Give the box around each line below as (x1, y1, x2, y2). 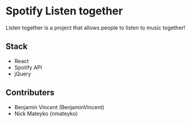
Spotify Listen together (5, 4, 123, 18)
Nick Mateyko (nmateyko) (14, 110, 78, 117)
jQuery (14, 70, 31, 77)
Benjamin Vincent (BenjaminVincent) (14, 103, 105, 110)
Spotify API (14, 64, 43, 71)
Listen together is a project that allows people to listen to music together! (5, 24, 186, 31)
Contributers (5, 88, 55, 98)
